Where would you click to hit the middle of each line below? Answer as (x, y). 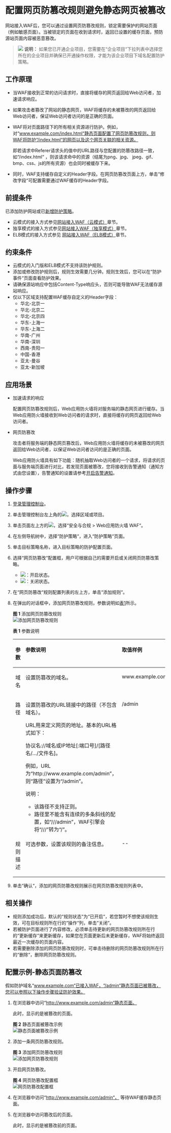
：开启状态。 (39, 575)
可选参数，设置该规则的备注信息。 (66, 844)
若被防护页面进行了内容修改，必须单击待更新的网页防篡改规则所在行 (84, 929)
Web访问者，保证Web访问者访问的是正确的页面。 (64, 116)
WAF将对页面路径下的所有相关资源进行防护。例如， (66, 127)
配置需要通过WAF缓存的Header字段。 (72, 180)
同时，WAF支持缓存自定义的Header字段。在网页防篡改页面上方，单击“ (86, 174)
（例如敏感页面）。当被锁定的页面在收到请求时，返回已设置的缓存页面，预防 (84, 32)
